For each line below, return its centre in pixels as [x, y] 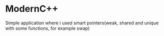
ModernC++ [32, 9]
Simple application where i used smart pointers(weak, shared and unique [82, 23]
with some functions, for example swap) [48, 28]
